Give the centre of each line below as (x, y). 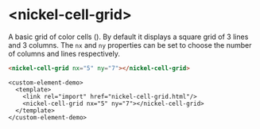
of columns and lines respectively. (64, 53)
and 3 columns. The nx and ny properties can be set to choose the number (130, 45)
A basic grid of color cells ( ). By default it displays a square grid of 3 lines (128, 37)
